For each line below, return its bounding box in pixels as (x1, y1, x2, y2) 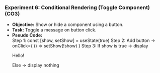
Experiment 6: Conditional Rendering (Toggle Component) (5, 4, 150, 11)
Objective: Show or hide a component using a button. (12, 21, 124, 27)
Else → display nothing (12, 62, 59, 68)
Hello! (12, 52, 25, 58)
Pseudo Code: (12, 32, 43, 38)
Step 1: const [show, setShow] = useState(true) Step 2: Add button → (12, 37, 155, 43)
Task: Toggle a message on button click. (12, 27, 97, 33)
